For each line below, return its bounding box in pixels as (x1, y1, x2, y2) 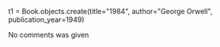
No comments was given (8, 31, 89, 39)
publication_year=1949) (8, 15, 85, 24)
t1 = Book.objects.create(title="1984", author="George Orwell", (8, 7, 213, 16)
